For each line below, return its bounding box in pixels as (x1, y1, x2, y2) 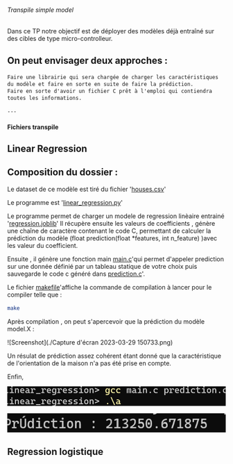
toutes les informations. (7, 94, 82, 102)
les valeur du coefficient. (7, 241, 78, 249)
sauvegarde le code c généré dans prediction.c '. (7, 270, 146, 278)
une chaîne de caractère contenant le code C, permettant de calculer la (7, 226, 212, 235)
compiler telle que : (7, 290, 62, 299)
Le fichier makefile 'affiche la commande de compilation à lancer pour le (7, 283, 212, 291)
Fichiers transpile (7, 122, 59, 131)
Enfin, (7, 372, 24, 381)
